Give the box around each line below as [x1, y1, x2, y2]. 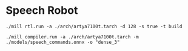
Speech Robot [5, 4, 78, 17]
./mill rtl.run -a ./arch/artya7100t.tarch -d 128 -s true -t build [5, 23, 183, 29]
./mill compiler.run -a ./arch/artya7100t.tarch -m [5, 34, 139, 40]
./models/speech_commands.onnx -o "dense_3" [5, 39, 120, 45]
